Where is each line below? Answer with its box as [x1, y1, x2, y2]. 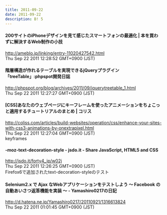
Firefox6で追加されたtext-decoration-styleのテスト [5, 169, 109, 175]
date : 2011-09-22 [5, 12, 41, 17]
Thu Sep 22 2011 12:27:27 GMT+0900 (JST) [5, 90, 95, 96]
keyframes [5, 135, 27, 142]
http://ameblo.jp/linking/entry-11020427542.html [5, 50, 105, 56]
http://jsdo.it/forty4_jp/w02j [5, 158, 62, 164]
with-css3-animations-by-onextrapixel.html [5, 125, 94, 131]
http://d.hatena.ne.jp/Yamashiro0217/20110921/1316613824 [5, 199, 126, 205]
